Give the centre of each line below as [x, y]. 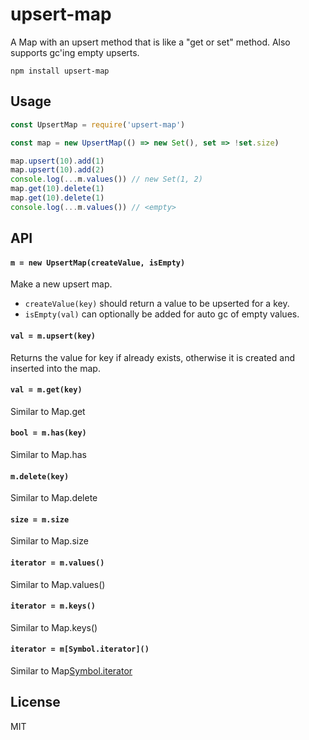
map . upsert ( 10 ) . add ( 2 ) [57, 170]
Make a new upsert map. [61, 284]
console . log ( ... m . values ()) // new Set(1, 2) [106, 179]
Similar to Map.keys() [54, 627]
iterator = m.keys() [53, 606]
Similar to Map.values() [58, 584]
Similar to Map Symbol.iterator [71, 670]
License [35, 702]
